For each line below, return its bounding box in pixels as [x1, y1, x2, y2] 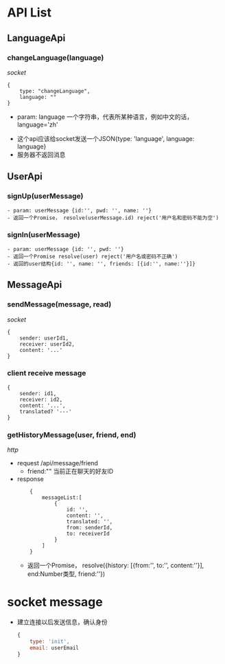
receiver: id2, [19, 396, 63, 403]
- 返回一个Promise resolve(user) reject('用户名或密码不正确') [7, 253, 178, 260]
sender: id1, [19, 390, 57, 397]
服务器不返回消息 [16, 150, 66, 159]
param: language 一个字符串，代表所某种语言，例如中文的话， [16, 112, 193, 121]
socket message [7, 595, 103, 610]
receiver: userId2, [19, 340, 75, 348]
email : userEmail [29, 644, 79, 651]
